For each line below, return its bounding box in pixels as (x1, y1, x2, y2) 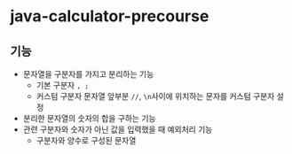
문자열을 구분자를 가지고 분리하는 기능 (22, 69, 154, 79)
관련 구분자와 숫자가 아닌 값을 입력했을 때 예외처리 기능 (22, 124, 213, 135)
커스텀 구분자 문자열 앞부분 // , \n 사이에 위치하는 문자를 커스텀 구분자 (36, 91, 275, 101)
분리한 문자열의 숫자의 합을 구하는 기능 (22, 113, 156, 123)
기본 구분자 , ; (36, 80, 90, 90)
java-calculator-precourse (10, 6, 209, 27)
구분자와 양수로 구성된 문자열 (36, 135, 137, 145)
